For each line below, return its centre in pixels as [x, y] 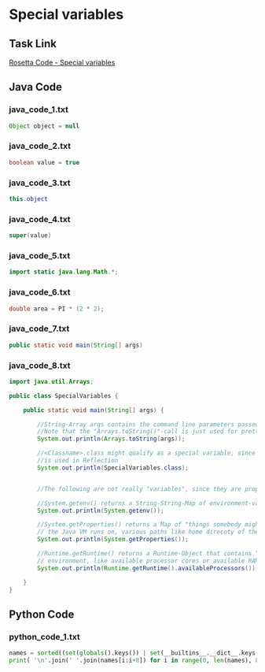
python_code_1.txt [45, 637]
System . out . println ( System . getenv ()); [101, 510]
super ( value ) [30, 236]
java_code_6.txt [40, 292]
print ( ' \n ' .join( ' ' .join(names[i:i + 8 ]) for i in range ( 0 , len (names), [131, 660]
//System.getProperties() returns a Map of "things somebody [140, 525]
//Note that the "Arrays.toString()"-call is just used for [138, 432]
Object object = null [44, 126]
